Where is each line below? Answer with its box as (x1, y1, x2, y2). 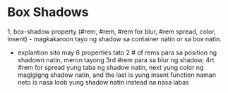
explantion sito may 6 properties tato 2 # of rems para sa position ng (17, 48, 217, 57)
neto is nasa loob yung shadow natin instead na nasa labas (17, 78, 189, 86)
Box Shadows (7, 4, 89, 20)
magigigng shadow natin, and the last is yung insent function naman (17, 71, 217, 79)
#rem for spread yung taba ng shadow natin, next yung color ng (17, 63, 204, 71)
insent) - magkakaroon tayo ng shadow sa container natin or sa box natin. (7, 34, 222, 43)
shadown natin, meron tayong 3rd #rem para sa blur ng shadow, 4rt (17, 55, 215, 64)
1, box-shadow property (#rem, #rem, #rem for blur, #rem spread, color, (7, 27, 217, 36)
